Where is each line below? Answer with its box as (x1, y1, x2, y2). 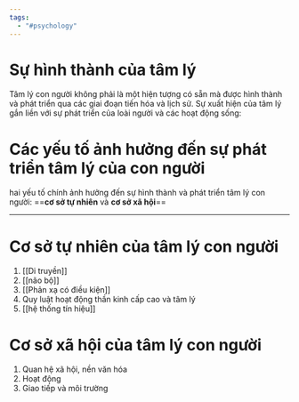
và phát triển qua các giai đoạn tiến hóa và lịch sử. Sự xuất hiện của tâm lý (9, 99, 282, 109)
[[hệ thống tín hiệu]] (21, 303, 96, 314)
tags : (9, 12, 29, 22)
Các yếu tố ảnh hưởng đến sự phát (9, 139, 267, 159)
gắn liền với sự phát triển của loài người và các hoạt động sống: (9, 108, 242, 118)
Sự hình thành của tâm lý (9, 60, 197, 80)
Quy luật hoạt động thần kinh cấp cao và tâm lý (21, 294, 196, 305)
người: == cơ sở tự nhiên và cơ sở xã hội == (9, 197, 166, 207)
